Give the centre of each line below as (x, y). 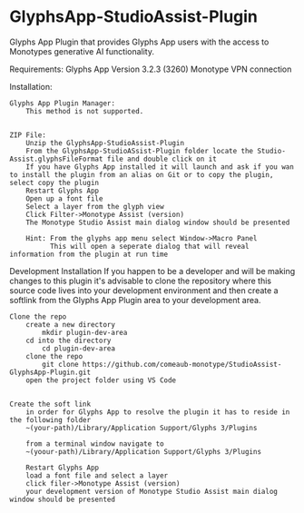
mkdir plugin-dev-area (85, 332)
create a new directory (71, 324)
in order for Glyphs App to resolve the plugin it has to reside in (158, 412)
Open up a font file (64, 198)
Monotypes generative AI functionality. (82, 51)
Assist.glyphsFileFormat (56, 159)
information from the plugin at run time (89, 254)
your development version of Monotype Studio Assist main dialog (152, 491)
